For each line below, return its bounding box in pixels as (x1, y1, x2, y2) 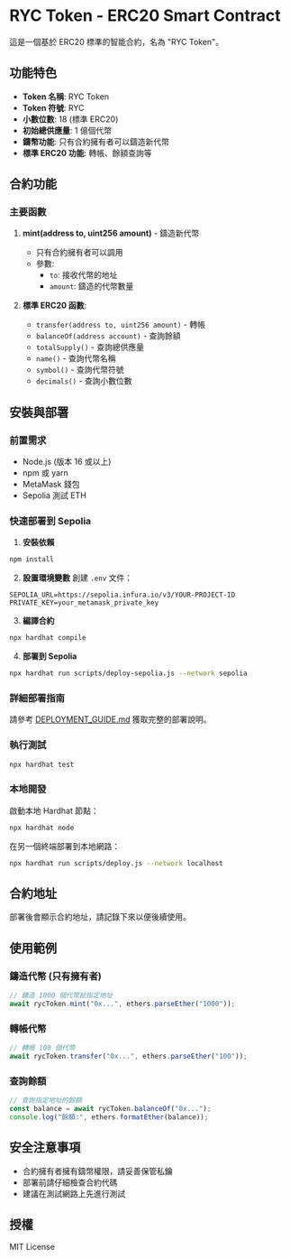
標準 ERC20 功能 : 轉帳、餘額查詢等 (22, 147, 152, 158)
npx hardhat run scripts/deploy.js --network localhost (9, 858, 223, 867)
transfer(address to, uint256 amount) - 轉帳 (35, 319, 205, 330)
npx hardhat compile (9, 634, 87, 643)
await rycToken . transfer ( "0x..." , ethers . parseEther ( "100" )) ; (9, 1051, 248, 1060)
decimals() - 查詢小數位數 (35, 375, 132, 386)
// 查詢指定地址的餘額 (9, 1096, 83, 1106)
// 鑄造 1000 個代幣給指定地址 (9, 991, 113, 1000)
